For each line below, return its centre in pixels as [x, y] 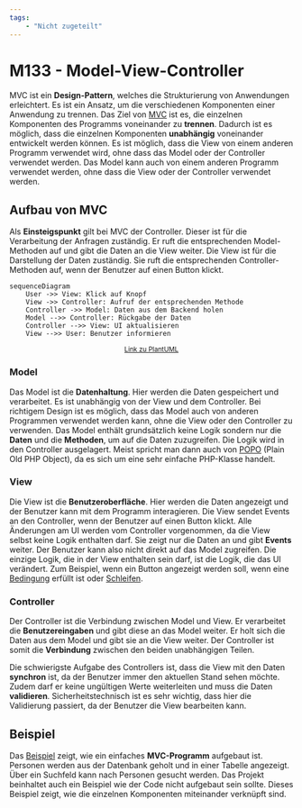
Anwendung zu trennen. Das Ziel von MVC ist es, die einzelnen [126, 114]
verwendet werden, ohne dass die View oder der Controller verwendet [140, 172]
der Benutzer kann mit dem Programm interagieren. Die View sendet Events [150, 511]
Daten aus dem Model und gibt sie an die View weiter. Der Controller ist [142, 640]
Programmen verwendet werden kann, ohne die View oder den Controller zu [151, 421]
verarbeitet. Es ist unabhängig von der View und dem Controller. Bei [135, 401]
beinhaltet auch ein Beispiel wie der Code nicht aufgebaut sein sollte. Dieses [151, 784]
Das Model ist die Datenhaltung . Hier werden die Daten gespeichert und [144, 392]
